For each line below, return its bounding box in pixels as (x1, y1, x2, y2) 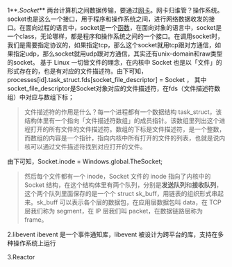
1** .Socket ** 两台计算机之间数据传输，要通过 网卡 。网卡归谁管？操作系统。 (7, 6, 224, 14)
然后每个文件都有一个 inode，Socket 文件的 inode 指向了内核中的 (24, 172, 211, 180)
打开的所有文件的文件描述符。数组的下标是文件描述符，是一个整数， (30, 125, 226, 133)
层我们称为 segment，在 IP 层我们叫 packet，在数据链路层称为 (24, 207, 204, 215)
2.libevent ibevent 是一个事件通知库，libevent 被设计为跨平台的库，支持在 (7, 230, 218, 238)
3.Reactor (7, 253, 35, 261)
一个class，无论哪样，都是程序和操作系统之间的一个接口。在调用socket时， (7, 32, 224, 40)
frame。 (24, 216, 48, 224)
